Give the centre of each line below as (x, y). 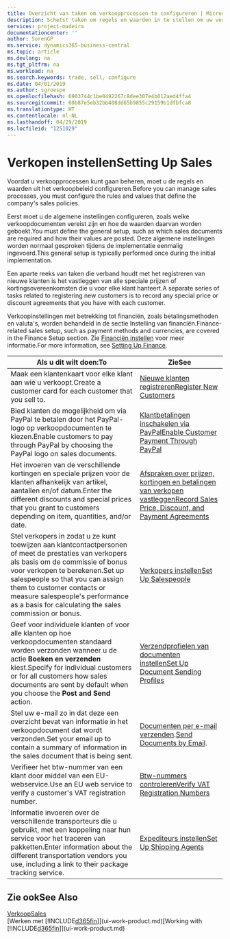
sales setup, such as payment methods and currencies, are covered (124, 331)
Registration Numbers (175, 793)
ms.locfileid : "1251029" (42, 128)
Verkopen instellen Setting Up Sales (110, 162)
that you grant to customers (55, 508)
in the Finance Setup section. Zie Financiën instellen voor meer (96, 338)
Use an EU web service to (91, 784)
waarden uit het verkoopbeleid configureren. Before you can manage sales (112, 189)
